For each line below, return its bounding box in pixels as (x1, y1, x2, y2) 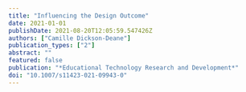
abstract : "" (8, 49, 52, 57)
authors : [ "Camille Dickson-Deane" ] (8, 34, 131, 42)
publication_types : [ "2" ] (8, 42, 95, 50)
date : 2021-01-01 (8, 19, 67, 27)
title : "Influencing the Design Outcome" (8, 11, 150, 20)
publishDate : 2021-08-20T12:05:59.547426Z (8, 26, 153, 34)
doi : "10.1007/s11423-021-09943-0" (8, 71, 128, 79)
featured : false (8, 57, 63, 65)
